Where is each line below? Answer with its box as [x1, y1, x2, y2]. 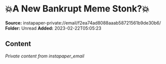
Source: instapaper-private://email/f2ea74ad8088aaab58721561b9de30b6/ [5, 19, 161, 25]
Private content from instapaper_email [5, 53, 84, 59]
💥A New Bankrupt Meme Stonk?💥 [5, 3, 149, 14]
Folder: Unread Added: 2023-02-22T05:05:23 [5, 25, 101, 31]
